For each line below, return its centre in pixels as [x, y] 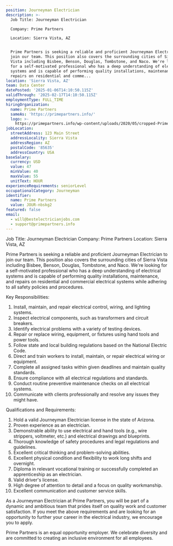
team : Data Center [25, 85]
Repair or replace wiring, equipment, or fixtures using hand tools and [86, 334]
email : [13, 214]
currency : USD [25, 162]
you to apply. [20, 522]
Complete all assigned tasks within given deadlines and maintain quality [89, 367]
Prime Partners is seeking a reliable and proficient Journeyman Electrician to [87, 254]
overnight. [24, 463]
